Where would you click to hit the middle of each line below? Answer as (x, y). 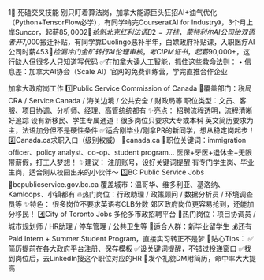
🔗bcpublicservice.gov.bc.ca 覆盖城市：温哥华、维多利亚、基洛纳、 (116, 184)
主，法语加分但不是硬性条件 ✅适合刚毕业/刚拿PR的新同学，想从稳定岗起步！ (132, 130)
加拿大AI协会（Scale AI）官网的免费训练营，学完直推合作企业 (128, 71)
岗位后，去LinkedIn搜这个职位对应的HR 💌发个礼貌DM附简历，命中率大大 (132, 258)
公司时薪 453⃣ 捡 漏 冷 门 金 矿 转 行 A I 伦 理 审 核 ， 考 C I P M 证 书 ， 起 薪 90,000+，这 (129, 52)
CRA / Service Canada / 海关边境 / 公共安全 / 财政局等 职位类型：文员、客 (127, 101)
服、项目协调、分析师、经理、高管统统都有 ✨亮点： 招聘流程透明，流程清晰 (130, 110)
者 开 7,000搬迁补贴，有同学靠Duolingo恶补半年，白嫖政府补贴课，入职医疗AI (132, 42)
